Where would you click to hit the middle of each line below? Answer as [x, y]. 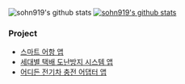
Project [23, 33]
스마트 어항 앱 [42, 52]
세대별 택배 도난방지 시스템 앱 [66, 62]
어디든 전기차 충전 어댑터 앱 [63, 72]
